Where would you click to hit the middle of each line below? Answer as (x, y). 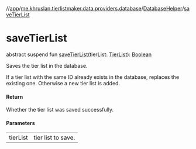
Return (15, 96)
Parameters (20, 123)
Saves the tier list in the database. (47, 65)
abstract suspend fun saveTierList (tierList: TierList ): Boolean (79, 54)
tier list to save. (54, 138)
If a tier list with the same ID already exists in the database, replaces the (93, 77)
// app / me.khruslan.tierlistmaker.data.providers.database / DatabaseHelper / (95, 8)
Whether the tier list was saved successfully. (60, 110)
